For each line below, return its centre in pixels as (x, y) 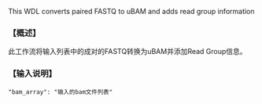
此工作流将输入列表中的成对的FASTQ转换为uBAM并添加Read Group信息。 (127, 52)
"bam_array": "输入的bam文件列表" (61, 92)
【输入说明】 (33, 74)
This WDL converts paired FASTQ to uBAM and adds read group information (131, 11)
